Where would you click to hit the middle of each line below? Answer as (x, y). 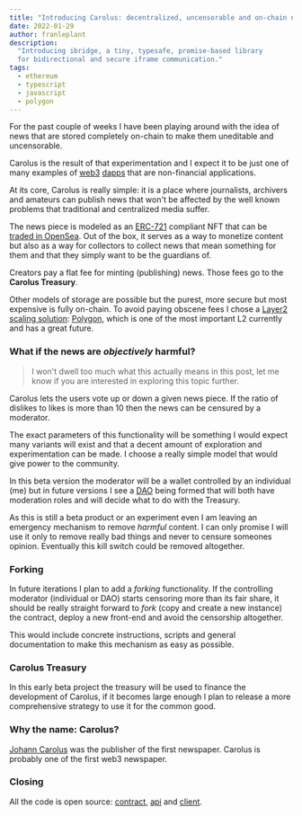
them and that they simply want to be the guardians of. (111, 255)
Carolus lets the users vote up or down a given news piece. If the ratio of (144, 398)
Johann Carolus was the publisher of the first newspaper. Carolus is (135, 749)
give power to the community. (64, 463)
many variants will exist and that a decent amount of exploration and (136, 444)
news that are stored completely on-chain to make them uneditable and (142, 137)
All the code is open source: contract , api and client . (106, 802)
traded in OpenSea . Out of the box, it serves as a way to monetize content (147, 236)
